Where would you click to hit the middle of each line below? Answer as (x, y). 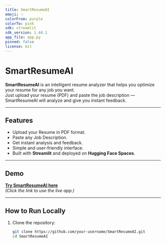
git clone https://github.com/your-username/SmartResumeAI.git (79, 232)
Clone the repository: (34, 223)
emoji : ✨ (14, 14)
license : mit (19, 46)
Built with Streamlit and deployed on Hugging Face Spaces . (74, 153)
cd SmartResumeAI (30, 236)
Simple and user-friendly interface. (48, 148)
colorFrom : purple (24, 19)
